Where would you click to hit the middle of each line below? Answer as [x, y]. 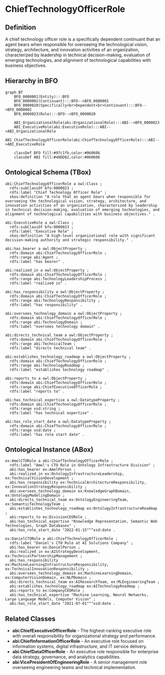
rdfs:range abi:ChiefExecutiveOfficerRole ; [56, 387]
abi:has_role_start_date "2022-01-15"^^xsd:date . [63, 530]
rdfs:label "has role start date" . [47, 434]
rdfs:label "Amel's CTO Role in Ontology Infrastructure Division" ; [82, 465]
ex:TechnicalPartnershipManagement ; [44, 556]
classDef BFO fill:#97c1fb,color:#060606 [57, 153]
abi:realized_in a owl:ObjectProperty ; [47, 270]
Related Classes [30, 619]
